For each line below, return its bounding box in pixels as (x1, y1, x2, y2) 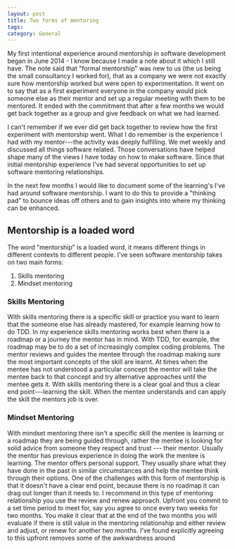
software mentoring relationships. (7, 168, 105, 176)
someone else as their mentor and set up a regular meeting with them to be (7, 94, 226, 103)
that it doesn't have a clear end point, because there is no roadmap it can (7, 481, 220, 490)
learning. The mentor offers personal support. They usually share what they (7, 459, 227, 467)
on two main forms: (7, 258, 63, 266)
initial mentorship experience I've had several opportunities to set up (7, 160, 206, 169)
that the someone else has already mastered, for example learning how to (7, 320, 221, 328)
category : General (7, 30, 61, 37)
